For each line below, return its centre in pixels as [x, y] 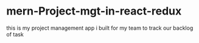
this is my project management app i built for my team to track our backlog [100, 28]
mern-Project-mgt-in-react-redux [94, 11]
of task [15, 34]
